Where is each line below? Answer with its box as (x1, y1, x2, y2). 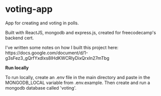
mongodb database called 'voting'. (5, 85, 76, 91)
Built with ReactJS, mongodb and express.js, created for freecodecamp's (5, 29, 156, 35)
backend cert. (5, 35, 34, 41)
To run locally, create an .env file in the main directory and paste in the (5, 74, 150, 80)
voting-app (5, 3, 53, 15)
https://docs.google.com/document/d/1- (5, 50, 88, 56)
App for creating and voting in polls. (5, 20, 79, 26)
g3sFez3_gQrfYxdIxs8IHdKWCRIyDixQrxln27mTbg (5, 55, 109, 61)
